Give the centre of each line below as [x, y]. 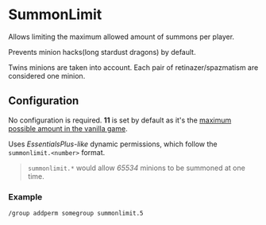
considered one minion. [47, 76]
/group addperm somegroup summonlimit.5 [76, 213]
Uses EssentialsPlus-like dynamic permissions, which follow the [113, 144]
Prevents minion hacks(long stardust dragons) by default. [102, 52]
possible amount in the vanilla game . [68, 128]
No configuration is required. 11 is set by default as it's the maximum [120, 120]
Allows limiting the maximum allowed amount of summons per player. [121, 37]
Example [25, 196]
